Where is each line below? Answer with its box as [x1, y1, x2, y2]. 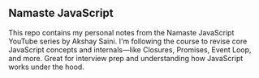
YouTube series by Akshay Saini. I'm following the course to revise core [8, 36, 248, 46]
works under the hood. [8, 62, 85, 72]
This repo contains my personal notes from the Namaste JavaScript [8, 27, 235, 37]
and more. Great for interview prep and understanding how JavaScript [8, 53, 244, 63]
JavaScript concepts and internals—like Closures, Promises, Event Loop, [8, 44, 252, 55]
